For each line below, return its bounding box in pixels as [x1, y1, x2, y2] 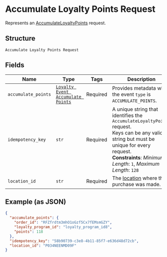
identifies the [112, 112, 143, 119]
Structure [5, 34, 36, 43]
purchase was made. [112, 181, 161, 188]
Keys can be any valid [112, 129, 163, 136]
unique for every [112, 141, 151, 148]
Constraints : [112, 154, 142, 161]
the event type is [112, 91, 151, 98]
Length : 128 [112, 166, 139, 173]
